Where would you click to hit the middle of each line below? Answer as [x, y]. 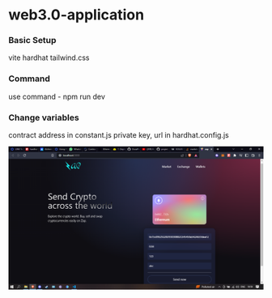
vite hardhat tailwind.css [49, 57]
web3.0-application [76, 15]
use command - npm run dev [57, 96]
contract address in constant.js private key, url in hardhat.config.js [119, 135]
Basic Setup [32, 40]
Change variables [44, 117]
